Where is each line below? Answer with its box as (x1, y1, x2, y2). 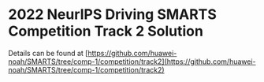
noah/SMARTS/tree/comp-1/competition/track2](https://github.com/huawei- (8, 57, 256, 66)
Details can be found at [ (8, 48, 88, 58)
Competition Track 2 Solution (8, 22, 203, 40)
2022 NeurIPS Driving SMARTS (8, 6, 217, 24)
